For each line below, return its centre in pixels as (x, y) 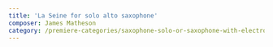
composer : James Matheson (52, 23)
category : (25, 30)
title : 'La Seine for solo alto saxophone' (83, 16)
